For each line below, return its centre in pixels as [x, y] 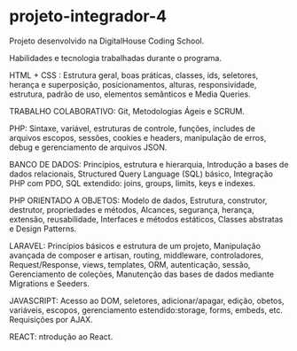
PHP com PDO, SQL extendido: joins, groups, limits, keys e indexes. [132, 183]
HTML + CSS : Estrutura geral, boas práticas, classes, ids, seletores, [134, 75]
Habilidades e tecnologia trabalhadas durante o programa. [116, 58]
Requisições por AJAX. [51, 319]
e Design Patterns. [43, 229]
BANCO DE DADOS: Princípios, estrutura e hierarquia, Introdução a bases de [149, 164]
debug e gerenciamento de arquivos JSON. [88, 147]
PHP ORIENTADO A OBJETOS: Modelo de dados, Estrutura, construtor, [138, 200]
